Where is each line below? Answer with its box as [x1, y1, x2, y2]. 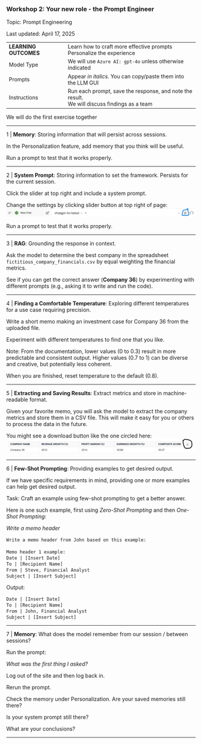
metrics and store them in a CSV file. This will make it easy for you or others [6, 414, 194, 421]
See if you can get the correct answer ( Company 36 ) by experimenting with [6, 276, 194, 284]
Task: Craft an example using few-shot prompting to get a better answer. [6, 494, 186, 502]
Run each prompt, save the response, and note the [67, 87, 193, 95]
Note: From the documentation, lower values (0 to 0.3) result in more [6, 348, 176, 355]
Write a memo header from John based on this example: [6, 536, 147, 543]
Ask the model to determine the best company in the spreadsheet [6, 252, 169, 259]
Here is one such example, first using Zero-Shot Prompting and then [6, 506, 176, 513]
